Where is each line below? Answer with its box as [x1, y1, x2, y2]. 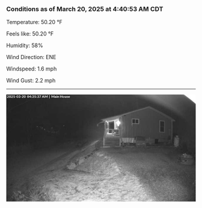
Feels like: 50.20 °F [6, 30, 54, 37]
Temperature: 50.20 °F [6, 19, 63, 26]
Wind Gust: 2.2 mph [6, 77, 56, 84]
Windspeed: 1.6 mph [6, 65, 57, 72]
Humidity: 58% [6, 42, 43, 49]
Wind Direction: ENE [6, 54, 57, 61]
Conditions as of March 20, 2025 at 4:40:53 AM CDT [6, 5, 164, 13]
